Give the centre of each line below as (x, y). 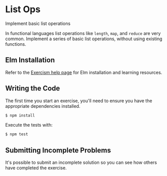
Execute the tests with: (29, 125)
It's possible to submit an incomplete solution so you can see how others (81, 163)
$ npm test (17, 134)
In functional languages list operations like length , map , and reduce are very (83, 33)
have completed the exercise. (36, 168)
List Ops (23, 9)
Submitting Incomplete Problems (58, 150)
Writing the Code (33, 88)
